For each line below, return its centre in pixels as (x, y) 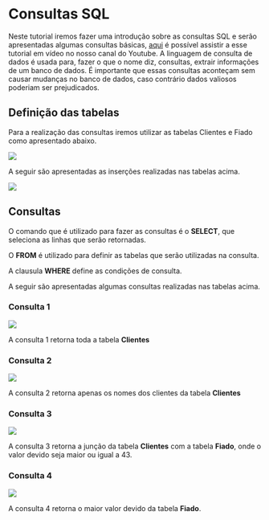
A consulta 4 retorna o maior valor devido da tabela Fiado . (105, 508)
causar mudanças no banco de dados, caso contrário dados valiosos (122, 79)
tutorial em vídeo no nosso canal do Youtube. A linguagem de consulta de (130, 53)
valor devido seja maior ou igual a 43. (70, 455)
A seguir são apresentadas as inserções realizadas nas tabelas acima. (124, 171)
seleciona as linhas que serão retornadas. (77, 240)
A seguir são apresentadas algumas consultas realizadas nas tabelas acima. (134, 286)
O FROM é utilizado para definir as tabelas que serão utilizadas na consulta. (134, 255)
